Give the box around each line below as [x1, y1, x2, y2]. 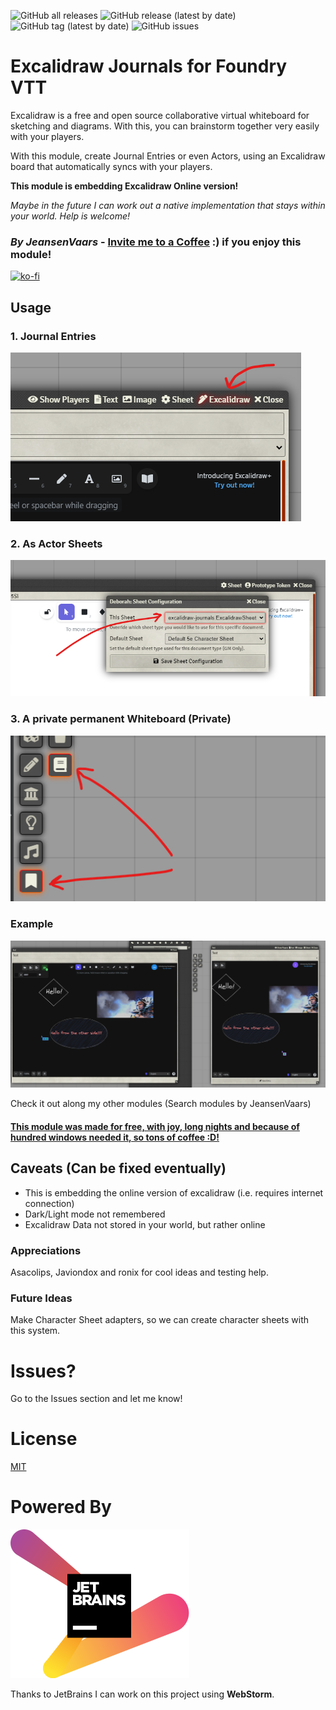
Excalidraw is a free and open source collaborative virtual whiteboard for [10, 109, 310, 121]
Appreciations [10, 1243, 82, 1257]
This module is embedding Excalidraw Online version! [10, 180, 239, 192]
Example [10, 917, 54, 931]
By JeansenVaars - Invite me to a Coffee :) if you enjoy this [10, 235, 302, 249]
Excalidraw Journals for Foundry [10, 55, 288, 78]
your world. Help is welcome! [10, 210, 131, 222]
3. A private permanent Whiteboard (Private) [10, 712, 232, 726]
